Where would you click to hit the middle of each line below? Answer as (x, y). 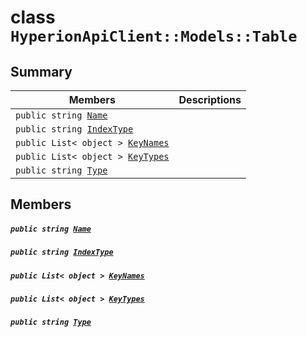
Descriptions (210, 99)
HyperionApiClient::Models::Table (154, 36)
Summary (41, 71)
